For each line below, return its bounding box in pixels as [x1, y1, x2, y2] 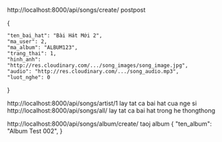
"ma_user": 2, [7, 38, 48, 45]
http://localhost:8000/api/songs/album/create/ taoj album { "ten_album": [7, 119, 212, 128]
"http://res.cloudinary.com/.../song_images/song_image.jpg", [7, 62, 188, 69]
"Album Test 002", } [7, 127, 63, 135]
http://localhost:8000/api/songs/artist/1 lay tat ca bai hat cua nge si [7, 99, 197, 107]
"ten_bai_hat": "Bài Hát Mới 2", [7, 32, 103, 39]
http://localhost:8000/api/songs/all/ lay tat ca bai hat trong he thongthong [7, 106, 216, 115]
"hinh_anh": [7, 56, 41, 63]
